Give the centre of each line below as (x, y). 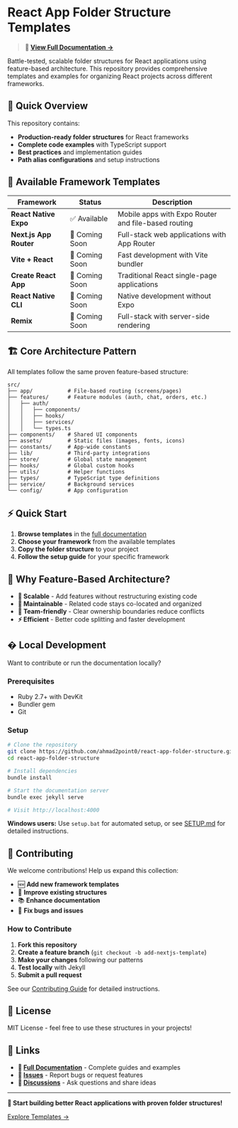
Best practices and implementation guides (80, 152)
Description (172, 202)
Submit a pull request (50, 974)
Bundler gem (36, 704)
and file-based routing (155, 223)
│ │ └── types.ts (39, 429)
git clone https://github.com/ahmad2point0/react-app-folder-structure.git (121, 752)
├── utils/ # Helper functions (66, 472)
